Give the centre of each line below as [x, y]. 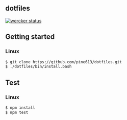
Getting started [30, 37]
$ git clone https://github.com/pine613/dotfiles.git [64, 62]
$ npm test [17, 112]
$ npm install [20, 107]
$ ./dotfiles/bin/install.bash [39, 67]
